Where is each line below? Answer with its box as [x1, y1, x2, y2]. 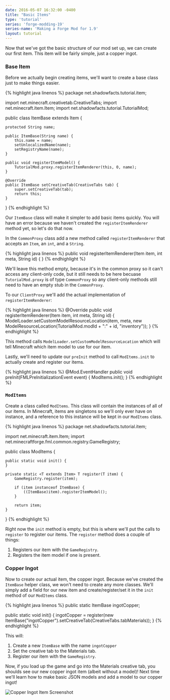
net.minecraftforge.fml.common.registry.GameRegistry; [5, 438, 120, 444]
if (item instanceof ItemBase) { [14, 485, 85, 490]
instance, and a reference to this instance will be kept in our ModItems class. [5, 413, 163, 420]
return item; [14, 502, 42, 508]
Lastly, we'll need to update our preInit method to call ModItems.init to [5, 354, 155, 360]
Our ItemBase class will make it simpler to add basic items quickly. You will [5, 214, 159, 221]
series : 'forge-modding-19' [5, 21, 65, 27]
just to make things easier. [5, 80, 60, 86]
